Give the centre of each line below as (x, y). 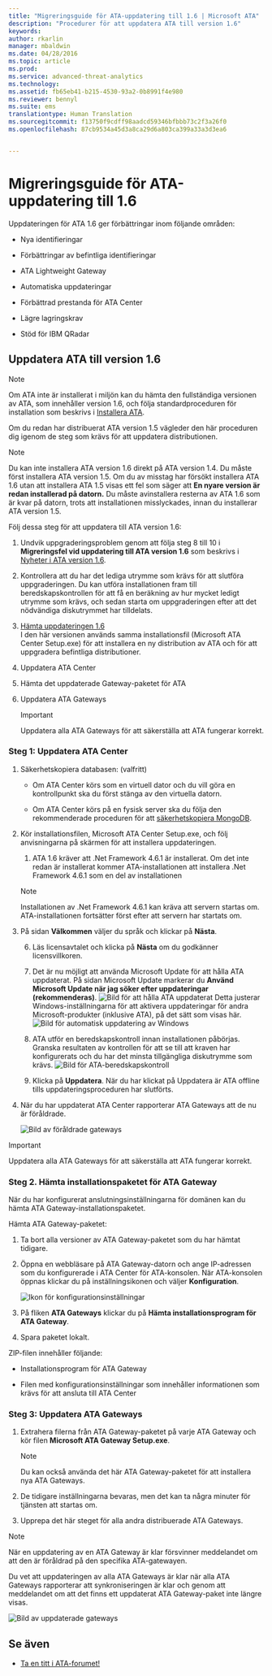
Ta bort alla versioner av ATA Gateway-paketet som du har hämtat (130, 1240)
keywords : (25, 31)
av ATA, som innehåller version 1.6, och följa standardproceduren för (123, 403)
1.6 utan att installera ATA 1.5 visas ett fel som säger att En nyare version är (134, 485)
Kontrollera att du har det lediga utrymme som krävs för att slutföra (132, 575)
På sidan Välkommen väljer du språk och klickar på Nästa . (119, 931)
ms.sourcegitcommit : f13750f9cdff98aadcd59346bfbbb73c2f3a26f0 (118, 122)
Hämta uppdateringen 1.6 (63, 626)
